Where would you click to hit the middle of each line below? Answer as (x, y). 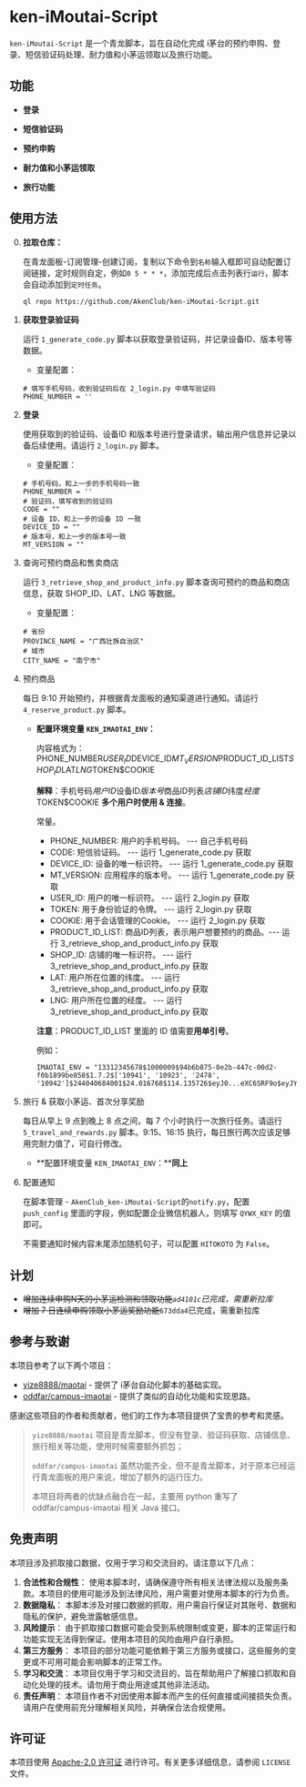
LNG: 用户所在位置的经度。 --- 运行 (116, 1000)
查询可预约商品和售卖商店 (71, 563)
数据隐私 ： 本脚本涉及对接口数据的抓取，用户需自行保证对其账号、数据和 (159, 1605)
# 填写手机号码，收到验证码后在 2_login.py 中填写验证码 (119, 389)
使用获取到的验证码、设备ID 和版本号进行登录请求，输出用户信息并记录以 (159, 433)
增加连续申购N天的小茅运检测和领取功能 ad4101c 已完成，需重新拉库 (148, 1298)
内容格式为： (60, 747)
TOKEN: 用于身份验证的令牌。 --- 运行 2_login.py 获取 (151, 909)
